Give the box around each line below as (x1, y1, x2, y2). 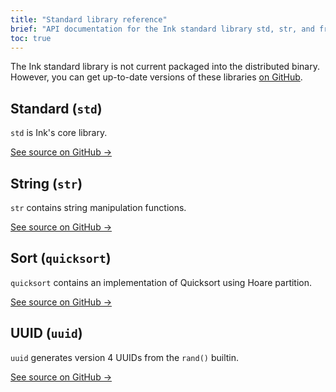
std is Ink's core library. (10, 127, 108, 139)
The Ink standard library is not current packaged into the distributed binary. (10, 61, 320, 73)
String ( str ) (10, 175, 83, 192)
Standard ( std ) (10, 100, 103, 117)
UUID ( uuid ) (10, 325, 83, 342)
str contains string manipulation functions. (10, 202, 187, 213)
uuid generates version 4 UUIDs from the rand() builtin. (10, 351, 240, 363)
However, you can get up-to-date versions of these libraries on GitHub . (10, 71, 303, 83)
